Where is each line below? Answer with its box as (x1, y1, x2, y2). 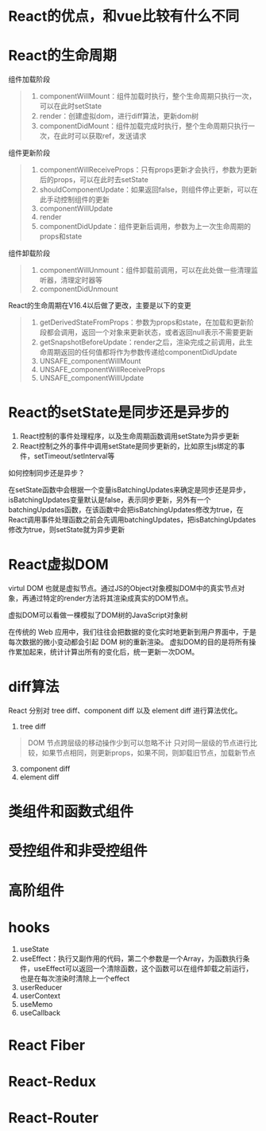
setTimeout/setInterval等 (33, 451, 115, 461)
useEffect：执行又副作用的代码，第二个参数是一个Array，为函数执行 (19, 954, 244, 963)
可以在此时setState (39, 101, 102, 111)
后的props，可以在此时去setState (39, 175, 148, 185)
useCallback (19, 1008, 61, 1018)
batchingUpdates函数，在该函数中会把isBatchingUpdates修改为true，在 (8, 505, 244, 515)
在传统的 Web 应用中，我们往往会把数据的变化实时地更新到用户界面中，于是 (8, 628, 256, 636)
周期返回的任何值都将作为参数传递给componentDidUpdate (46, 348, 237, 357)
